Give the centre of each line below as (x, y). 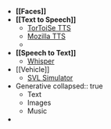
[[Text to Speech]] (46, 20)
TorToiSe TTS (49, 28)
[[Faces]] (31, 11)
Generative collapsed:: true (59, 86)
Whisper (41, 61)
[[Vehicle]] (32, 69)
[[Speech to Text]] (46, 53)
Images (39, 102)
